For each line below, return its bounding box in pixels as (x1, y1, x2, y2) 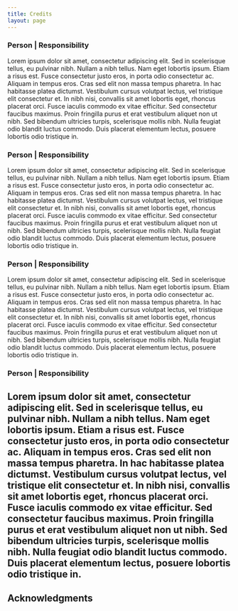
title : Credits (7, 10, 53, 18)
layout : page (7, 17, 46, 24)
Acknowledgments (7, 593, 94, 605)
